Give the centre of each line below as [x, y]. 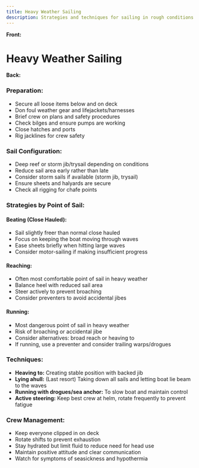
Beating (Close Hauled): [36, 219]
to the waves [30, 385]
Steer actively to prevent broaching [58, 292]
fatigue [24, 404]
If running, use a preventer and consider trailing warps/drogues [93, 344]
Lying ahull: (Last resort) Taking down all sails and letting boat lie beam [103, 379]
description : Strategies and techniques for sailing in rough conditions [100, 17]
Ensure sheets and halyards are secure [63, 183]
